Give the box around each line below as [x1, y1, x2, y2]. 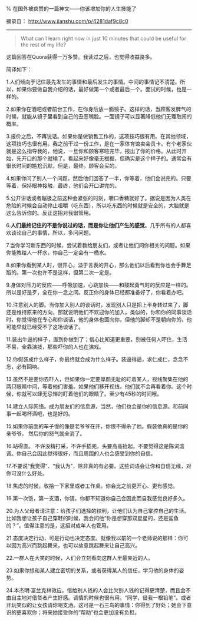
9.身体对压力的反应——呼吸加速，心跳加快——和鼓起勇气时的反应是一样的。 [6, 281, 192, 288]
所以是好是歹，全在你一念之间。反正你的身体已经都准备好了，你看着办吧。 [6, 289, 187, 295]
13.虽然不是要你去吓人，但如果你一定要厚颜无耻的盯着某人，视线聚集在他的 [6, 376, 189, 383]
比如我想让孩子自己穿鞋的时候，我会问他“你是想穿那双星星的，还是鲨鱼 [6, 514, 179, 522]
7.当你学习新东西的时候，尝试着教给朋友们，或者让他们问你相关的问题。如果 [6, 242, 191, 248]
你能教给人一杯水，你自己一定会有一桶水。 [6, 249, 110, 256]
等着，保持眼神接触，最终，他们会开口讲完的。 [6, 182, 120, 189]
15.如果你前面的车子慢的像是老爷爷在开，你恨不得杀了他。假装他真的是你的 [6, 423, 189, 430]
